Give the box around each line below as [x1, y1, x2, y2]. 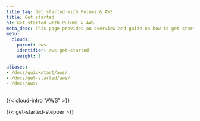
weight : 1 [17, 53, 42, 59]
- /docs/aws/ [6, 80, 39, 86]
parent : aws [17, 42, 46, 48]
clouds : [11, 36, 31, 42]
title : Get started [6, 14, 55, 20]
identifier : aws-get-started [17, 48, 89, 54]
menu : [6, 31, 20, 37]
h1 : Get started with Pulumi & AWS [6, 20, 95, 26]
